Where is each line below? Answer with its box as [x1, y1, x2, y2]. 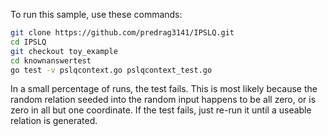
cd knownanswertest [10, 55, 92, 66]
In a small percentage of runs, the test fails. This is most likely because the [10, 83, 318, 95]
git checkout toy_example [10, 46, 118, 56]
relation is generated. [10, 115, 98, 127]
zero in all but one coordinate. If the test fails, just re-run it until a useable [10, 104, 312, 116]
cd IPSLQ [10, 37, 47, 47]
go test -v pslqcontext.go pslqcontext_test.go [10, 65, 213, 75]
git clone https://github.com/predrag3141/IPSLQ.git [10, 28, 235, 38]
